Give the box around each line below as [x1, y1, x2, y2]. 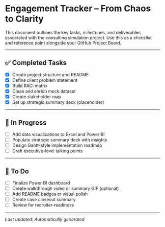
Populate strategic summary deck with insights [12, 137, 107, 142]
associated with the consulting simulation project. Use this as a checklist [5, 35, 152, 41]
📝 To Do [5, 167, 29, 175]
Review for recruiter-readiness [12, 202, 74, 208]
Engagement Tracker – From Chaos [5, 3, 151, 14]
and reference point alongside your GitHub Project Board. [5, 40, 122, 45]
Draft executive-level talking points [12, 148, 83, 154]
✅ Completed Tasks [5, 59, 67, 67]
